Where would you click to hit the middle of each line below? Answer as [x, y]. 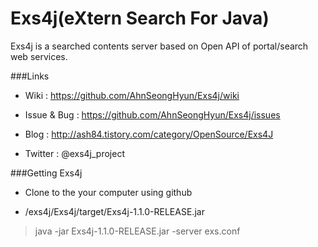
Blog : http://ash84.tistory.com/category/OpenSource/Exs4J [149, 134]
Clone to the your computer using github [108, 192]
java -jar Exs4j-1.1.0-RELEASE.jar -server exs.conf [137, 231]
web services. [39, 56]
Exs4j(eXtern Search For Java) [140, 18]
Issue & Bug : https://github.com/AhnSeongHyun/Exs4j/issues [152, 114]
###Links [30, 76]
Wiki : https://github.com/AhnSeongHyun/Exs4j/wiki [132, 95]
